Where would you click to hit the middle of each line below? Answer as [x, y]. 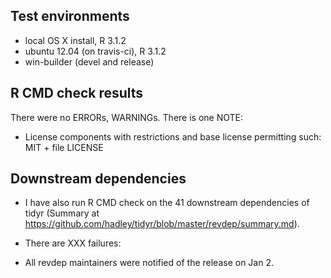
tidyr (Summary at [62, 213]
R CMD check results [77, 93]
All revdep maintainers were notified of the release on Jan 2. [149, 263]
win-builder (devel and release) [89, 61]
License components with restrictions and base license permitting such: [173, 136]
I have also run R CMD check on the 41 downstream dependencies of [167, 203]
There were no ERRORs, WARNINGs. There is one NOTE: [126, 117]
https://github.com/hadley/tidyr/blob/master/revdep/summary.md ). [162, 224]
